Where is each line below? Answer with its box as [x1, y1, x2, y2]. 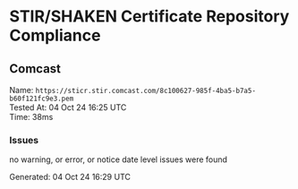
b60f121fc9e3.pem [9, 94, 74, 103]
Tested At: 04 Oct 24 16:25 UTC [9, 102, 127, 113]
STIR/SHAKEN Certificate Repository [9, 6, 290, 27]
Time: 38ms [9, 112, 54, 122]
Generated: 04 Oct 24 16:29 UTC [9, 172, 132, 183]
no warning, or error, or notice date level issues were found [9, 154, 228, 165]
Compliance [9, 25, 101, 46]
